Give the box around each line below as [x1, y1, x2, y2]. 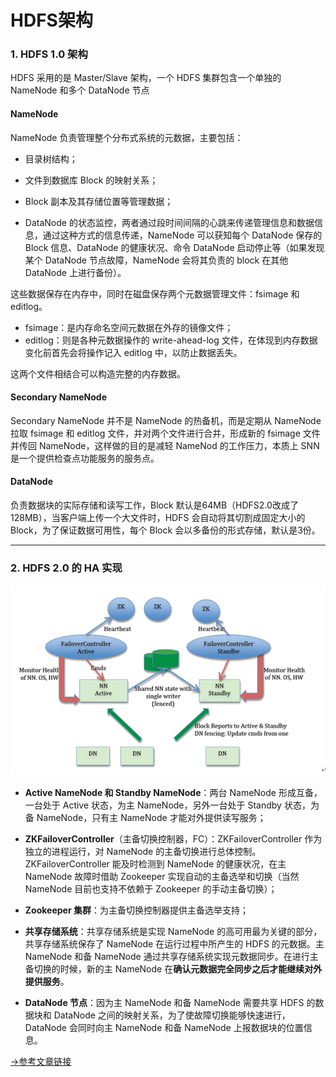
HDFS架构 [10, 9, 93, 32]
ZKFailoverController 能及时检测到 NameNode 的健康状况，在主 [24, 857, 287, 870]
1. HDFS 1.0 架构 [10, 47, 88, 61]
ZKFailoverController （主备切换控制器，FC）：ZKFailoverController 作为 [24, 832, 323, 845]
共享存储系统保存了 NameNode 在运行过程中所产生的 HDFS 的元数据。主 [24, 937, 325, 950]
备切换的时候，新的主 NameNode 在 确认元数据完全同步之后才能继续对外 [24, 962, 323, 975]
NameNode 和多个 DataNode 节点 [10, 84, 150, 96]
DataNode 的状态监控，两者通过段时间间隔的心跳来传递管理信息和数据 [24, 216, 315, 228]
